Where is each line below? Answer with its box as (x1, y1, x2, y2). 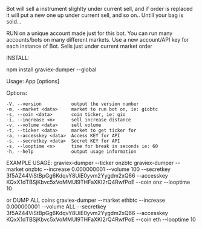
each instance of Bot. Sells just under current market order (6, 42, 153, 50)
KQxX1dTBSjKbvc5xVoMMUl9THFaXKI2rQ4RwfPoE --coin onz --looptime (6, 178, 191, 185)
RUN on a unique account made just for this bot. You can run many (6, 30, 173, 37)
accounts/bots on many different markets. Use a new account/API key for (6, 36, 189, 43)
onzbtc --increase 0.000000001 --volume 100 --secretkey (25, 166, 171, 173)
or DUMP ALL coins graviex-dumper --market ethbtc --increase (6, 196, 165, 204)
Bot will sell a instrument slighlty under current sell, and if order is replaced (6, 5, 193, 12)
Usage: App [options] (6, 78, 60, 85)
